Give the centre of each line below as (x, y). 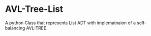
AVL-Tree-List (34, 9)
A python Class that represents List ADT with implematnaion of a (71, 23)
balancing (15, 28)
